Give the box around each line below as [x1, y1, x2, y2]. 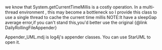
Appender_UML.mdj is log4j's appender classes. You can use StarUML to [5, 34, 151, 40]
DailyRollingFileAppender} [5, 25, 57, 31]
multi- [142, 4, 155, 10]
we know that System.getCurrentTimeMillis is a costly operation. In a [5, 4, 142, 10]
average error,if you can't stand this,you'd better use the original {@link [5, 19, 147, 25]
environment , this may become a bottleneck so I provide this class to [19, 9, 157, 15]
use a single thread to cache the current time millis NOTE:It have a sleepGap [5, 15, 157, 20]
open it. [5, 39, 20, 45]
